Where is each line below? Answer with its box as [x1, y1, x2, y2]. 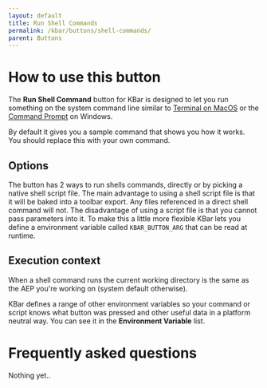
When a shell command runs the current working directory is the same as [8, 275, 249, 284]
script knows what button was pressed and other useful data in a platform [8, 307, 251, 317]
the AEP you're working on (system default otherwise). [8, 283, 188, 293]
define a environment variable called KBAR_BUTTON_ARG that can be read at [8, 223, 248, 232]
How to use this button [8, 69, 161, 86]
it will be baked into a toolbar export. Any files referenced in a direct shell [8, 197, 249, 206]
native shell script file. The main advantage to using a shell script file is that [8, 188, 255, 198]
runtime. [8, 231, 36, 240]
